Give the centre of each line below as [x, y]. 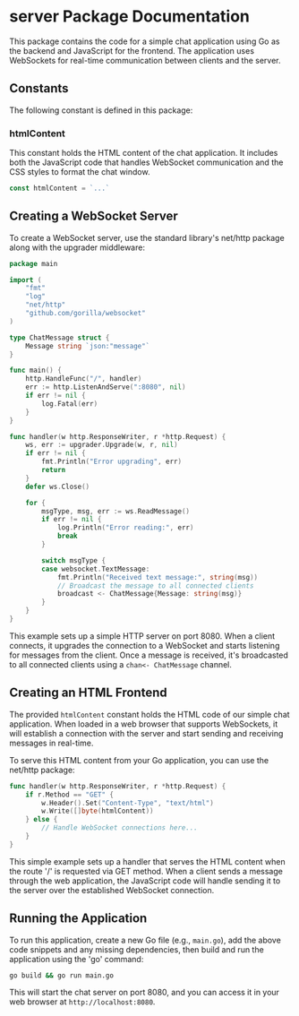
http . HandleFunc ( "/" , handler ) [84, 379]
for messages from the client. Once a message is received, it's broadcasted [149, 655]
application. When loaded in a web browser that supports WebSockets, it [144, 724]
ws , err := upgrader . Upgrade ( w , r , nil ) [102, 445]
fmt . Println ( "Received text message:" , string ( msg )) [157, 577]
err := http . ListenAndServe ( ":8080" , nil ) [106, 387]
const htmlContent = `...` [60, 189]
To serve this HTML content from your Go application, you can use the [139, 760]
